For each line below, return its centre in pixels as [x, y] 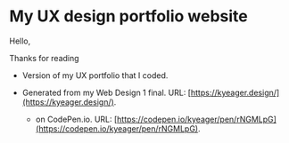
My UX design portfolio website [128, 16]
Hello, [20, 41]
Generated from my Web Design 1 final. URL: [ [107, 92]
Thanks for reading [44, 58]
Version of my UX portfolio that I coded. [95, 75]
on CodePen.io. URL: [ [76, 119]
